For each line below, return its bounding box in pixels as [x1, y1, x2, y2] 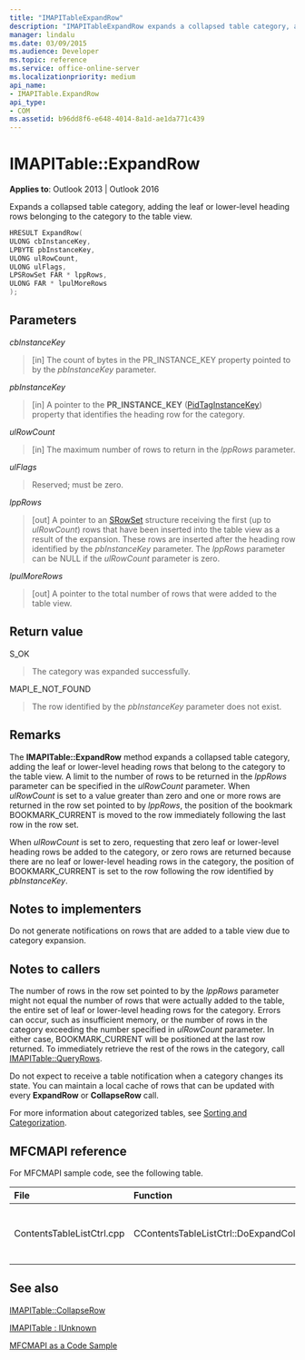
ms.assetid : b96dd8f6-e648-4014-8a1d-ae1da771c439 [9, 114, 205, 123]
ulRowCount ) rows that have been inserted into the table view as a [31, 524, 280, 535]
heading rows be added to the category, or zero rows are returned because [9, 846, 292, 857]
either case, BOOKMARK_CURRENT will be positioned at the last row [9, 1034, 266, 1045]
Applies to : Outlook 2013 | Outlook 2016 [9, 183, 160, 195]
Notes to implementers [9, 901, 143, 917]
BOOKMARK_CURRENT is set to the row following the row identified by [9, 865, 274, 876]
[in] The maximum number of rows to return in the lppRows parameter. [31, 444, 296, 455]
